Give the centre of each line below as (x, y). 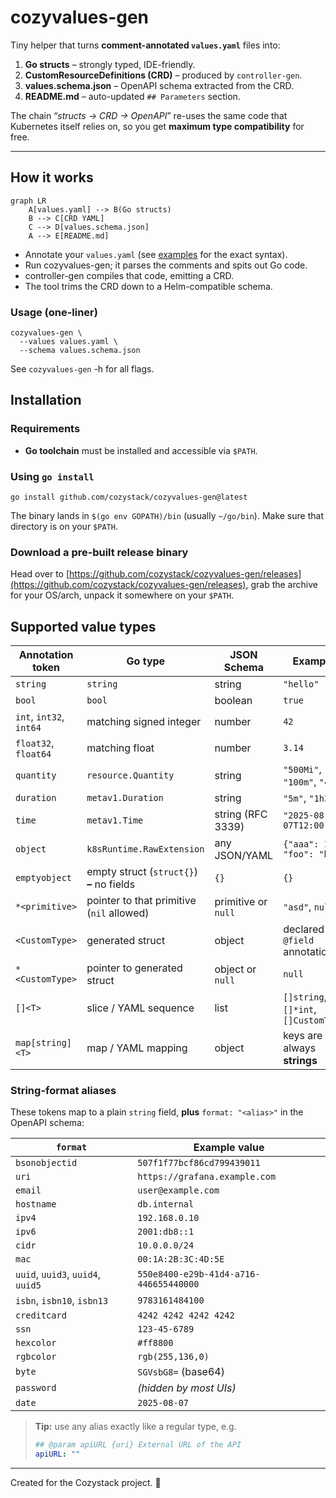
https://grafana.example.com (207, 1177)
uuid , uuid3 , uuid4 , (58, 1274)
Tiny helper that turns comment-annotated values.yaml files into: (145, 45)
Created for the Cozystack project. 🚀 (86, 1483)
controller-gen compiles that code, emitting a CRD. (129, 275)
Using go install (52, 476)
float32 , (35, 743)
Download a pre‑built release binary (99, 552)
